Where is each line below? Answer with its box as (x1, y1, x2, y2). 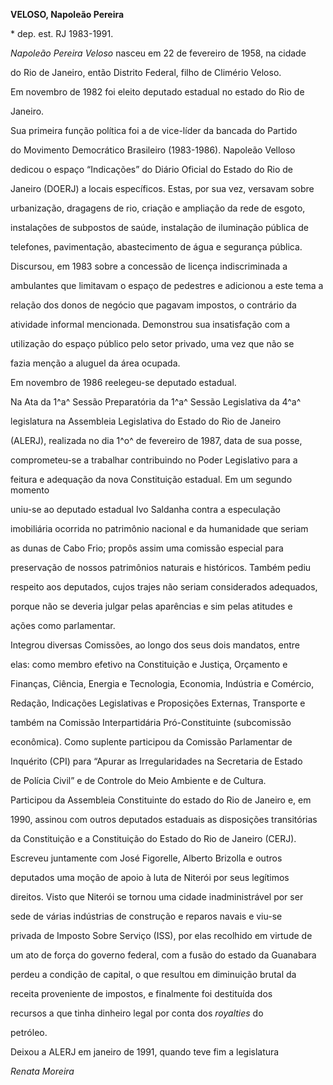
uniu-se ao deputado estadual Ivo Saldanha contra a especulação (10, 504, 281, 515)
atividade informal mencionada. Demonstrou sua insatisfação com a (10, 319, 291, 330)
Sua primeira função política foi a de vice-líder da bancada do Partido (10, 125, 298, 136)
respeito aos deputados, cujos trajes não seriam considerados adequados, (10, 581, 318, 593)
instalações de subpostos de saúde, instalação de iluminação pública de (10, 222, 309, 233)
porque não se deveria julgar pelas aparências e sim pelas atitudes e (10, 600, 293, 612)
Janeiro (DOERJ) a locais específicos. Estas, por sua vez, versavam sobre (10, 183, 315, 194)
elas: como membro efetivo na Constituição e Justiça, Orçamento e (10, 659, 288, 670)
